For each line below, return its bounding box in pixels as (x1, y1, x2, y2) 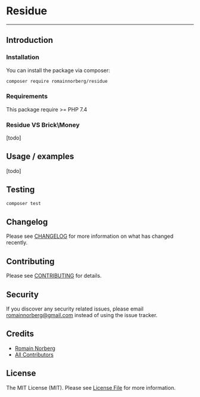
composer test (6, 200, 42, 206)
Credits (6, 329, 35, 339)
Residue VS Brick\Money (6, 120, 80, 129)
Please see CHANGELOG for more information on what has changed (6, 232, 174, 240)
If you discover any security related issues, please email (6, 305, 144, 312)
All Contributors (14, 351, 54, 358)
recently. (6, 239, 28, 246)
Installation (6, 53, 40, 61)
